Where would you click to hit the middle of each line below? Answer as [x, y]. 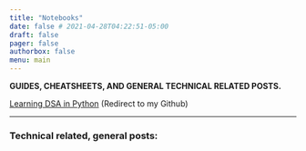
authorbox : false [42, 52]
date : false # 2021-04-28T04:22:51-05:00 [89, 26]
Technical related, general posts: [84, 136]
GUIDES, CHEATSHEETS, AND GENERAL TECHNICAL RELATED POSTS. [146, 86]
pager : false [34, 43]
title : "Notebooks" [46, 18]
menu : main [30, 60]
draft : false [34, 35]
